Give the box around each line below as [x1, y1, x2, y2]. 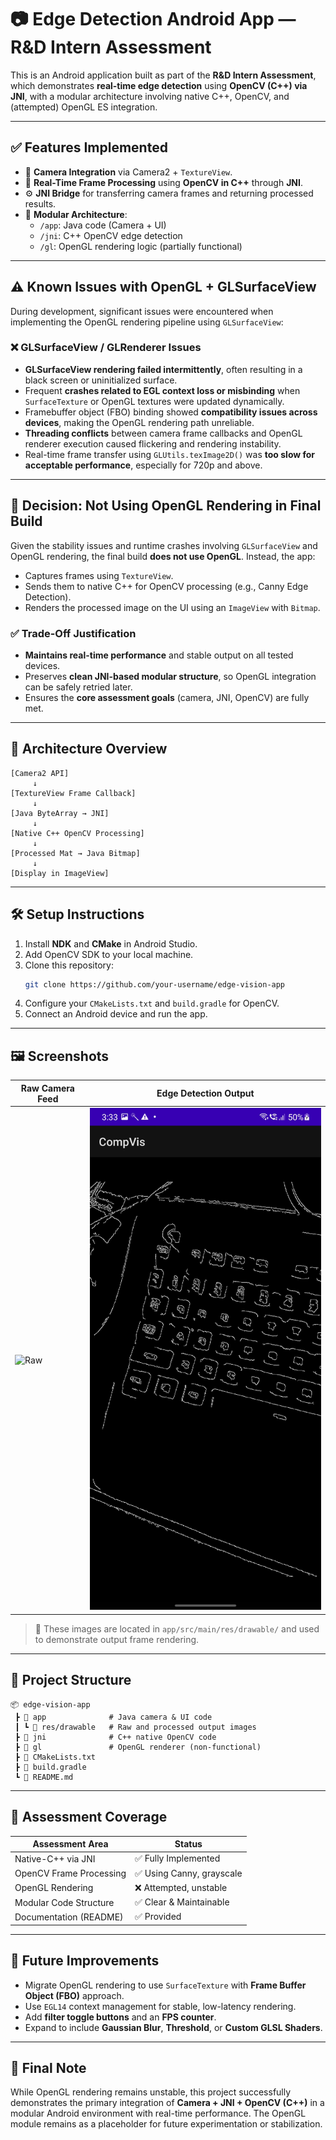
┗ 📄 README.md [14, 1772, 74, 1782]
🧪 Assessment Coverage [10, 1809, 168, 1826]
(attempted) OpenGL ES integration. [10, 101, 158, 113]
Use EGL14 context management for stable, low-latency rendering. [24, 2000, 297, 2012]
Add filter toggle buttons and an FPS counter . [24, 2011, 217, 2023]
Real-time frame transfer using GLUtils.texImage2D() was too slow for [24, 448, 316, 460]
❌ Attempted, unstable [134, 1881, 228, 1893]
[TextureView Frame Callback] [10, 788, 137, 798]
